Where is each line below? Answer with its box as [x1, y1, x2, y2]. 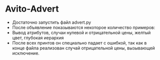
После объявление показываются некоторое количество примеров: [12, 24, 155, 30]
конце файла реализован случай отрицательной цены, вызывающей [12, 45, 155, 51]
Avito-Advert [5, 3, 60, 15]
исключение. [12, 50, 40, 56]
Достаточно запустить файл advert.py [12, 19, 91, 25]
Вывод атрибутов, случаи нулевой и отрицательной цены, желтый [12, 30, 151, 35]
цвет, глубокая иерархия [12, 35, 64, 41]
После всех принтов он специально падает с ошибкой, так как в [12, 40, 147, 45]
